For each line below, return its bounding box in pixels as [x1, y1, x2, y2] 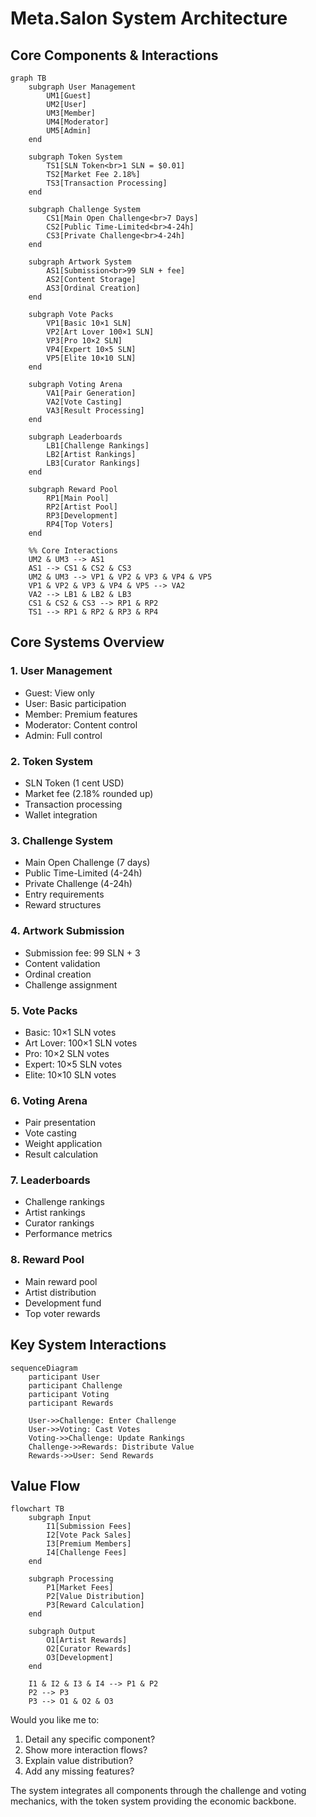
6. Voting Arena [10, 1093, 88, 1107]
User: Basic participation [24, 697, 127, 709]
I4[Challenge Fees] [46, 1548, 128, 1558]
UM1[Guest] [46, 91, 92, 101]
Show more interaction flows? [24, 1744, 148, 1756]
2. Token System [10, 754, 93, 768]
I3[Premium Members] [46, 1539, 132, 1549]
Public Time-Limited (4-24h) [24, 867, 143, 879]
